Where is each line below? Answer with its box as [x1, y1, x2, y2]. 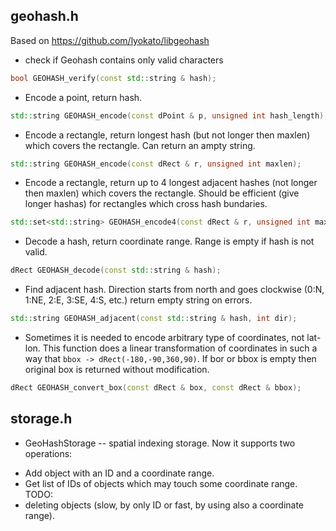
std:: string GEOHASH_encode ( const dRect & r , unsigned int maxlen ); [10, 159, 302, 169]
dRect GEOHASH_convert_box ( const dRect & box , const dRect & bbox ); [10, 383, 302, 393]
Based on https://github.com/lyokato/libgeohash [10, 34, 210, 46]
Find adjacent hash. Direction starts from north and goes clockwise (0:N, [24, 284, 325, 296]
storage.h [10, 410, 73, 428]
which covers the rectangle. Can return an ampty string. [24, 139, 256, 151]
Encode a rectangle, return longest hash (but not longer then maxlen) [24, 129, 311, 141]
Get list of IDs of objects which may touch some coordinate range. [24, 477, 298, 489]
